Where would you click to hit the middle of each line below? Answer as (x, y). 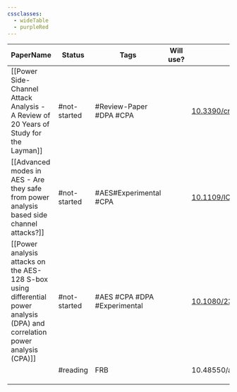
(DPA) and (28, 324)
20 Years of (30, 124)
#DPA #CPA (114, 116)
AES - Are (28, 180)
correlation (29, 332)
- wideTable (31, 20)
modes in (26, 171)
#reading (73, 370)
